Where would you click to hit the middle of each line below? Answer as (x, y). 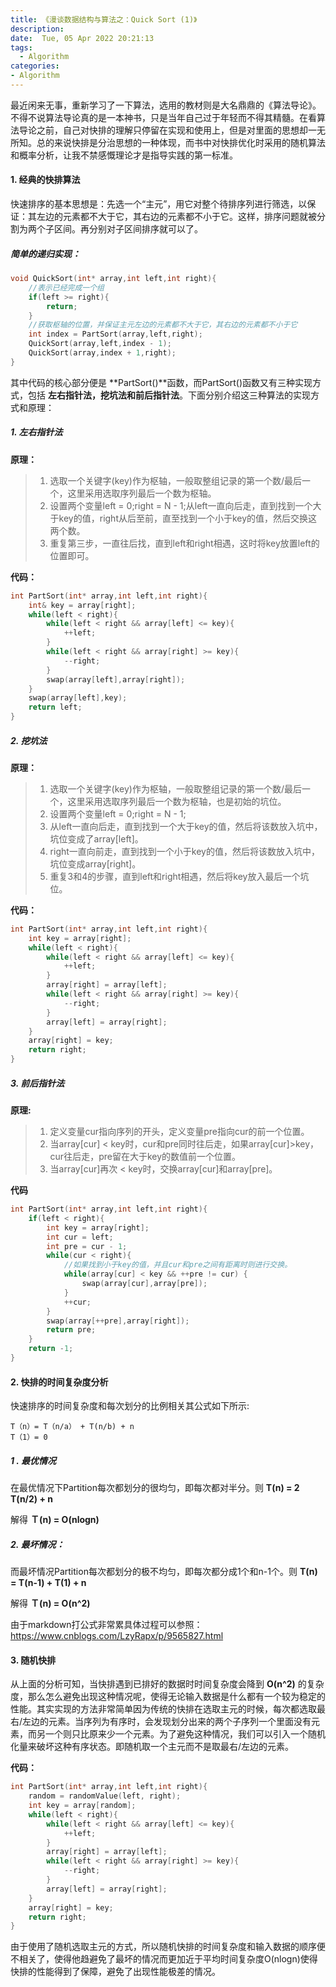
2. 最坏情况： (37, 1544)
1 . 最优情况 (33, 1460)
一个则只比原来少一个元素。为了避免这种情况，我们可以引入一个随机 (185, 1734)
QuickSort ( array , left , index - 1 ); (100, 344)
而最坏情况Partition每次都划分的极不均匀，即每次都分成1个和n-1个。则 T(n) (164, 1572)
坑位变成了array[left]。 (96, 838)
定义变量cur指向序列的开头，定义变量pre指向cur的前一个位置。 (179, 1132)
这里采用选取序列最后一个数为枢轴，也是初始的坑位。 (177, 801)
